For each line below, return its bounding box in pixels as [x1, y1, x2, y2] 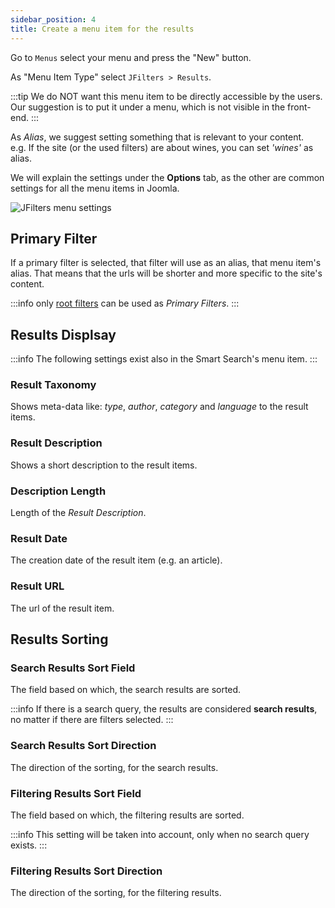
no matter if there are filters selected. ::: [10, 714, 174, 726]
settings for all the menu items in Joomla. [10, 182, 180, 194]
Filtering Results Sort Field [10, 786, 142, 800]
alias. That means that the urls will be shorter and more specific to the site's [10, 267, 323, 280]
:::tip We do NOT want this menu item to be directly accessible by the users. [10, 90, 323, 102]
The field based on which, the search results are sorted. [10, 684, 242, 696]
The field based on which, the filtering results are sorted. [10, 809, 245, 821]
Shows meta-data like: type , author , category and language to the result [10, 401, 309, 413]
